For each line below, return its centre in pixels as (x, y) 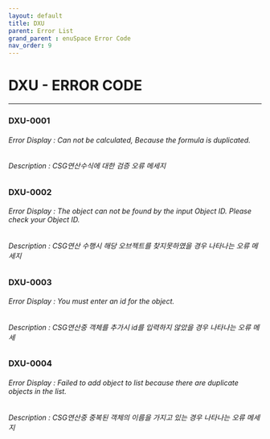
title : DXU (27, 23)
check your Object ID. (44, 220)
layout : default (35, 16)
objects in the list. (37, 391)
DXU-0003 (30, 282)
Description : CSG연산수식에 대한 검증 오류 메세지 (87, 166)
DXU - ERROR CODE (76, 86)
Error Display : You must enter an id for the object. (92, 301)
